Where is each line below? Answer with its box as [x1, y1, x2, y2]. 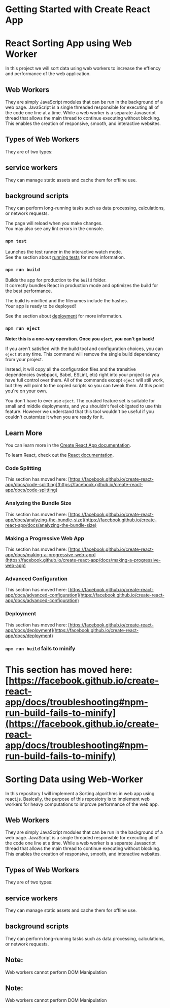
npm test [5, 238, 27, 244]
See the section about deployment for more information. [5, 312, 123, 319]
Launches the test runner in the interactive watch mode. [5, 248, 123, 255]
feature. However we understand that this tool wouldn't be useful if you [5, 408, 154, 415]
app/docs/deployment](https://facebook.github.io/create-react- [5, 627, 139, 633]
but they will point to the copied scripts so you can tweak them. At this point [5, 383, 164, 389]
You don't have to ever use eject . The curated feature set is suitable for [5, 398, 155, 404]
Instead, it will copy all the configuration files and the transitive [5, 366, 136, 372]
